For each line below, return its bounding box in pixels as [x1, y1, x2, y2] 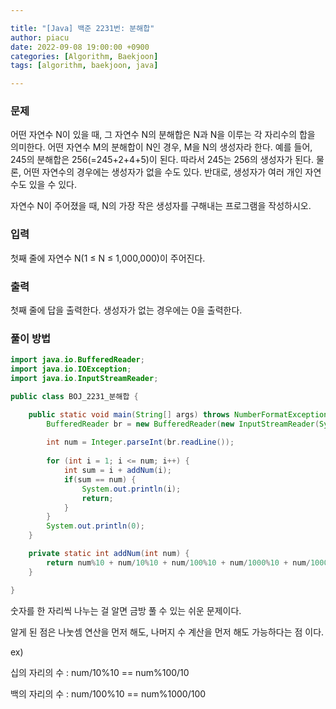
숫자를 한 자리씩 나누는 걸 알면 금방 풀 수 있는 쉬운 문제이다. [10, 604, 242, 616]
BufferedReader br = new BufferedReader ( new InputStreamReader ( [46, 419, 320, 429]
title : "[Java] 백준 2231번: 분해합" [10, 23, 155, 33]
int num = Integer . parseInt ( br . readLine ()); [46, 437, 235, 448]
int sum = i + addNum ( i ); [63, 466, 172, 476]
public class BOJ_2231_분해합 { [10, 391, 139, 401]
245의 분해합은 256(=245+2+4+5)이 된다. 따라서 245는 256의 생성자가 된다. [10, 154, 315, 166]
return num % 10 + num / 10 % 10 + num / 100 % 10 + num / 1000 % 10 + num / [46, 557, 311, 568]
